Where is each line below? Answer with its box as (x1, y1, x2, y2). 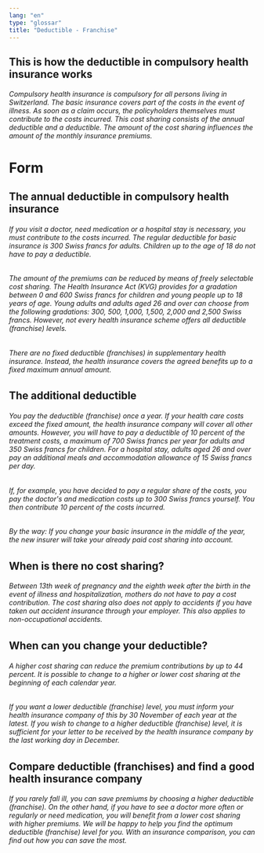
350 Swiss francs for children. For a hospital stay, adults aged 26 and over (9, 444, 251, 454)
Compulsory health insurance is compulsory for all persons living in (9, 90, 228, 99)
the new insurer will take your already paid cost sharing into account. (9, 535, 233, 545)
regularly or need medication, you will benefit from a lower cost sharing (9, 811, 241, 820)
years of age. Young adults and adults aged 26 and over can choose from (9, 299, 250, 308)
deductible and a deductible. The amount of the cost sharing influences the (9, 123, 254, 132)
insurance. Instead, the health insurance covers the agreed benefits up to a (9, 356, 253, 366)
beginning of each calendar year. (9, 678, 117, 687)
